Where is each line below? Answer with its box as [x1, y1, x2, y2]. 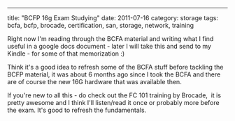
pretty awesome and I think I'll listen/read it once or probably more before [7, 99, 220, 106]
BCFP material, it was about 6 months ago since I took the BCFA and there [7, 70, 221, 79]
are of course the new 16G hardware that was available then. [7, 78, 182, 86]
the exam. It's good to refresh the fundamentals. [7, 106, 147, 114]
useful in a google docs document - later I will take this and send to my [7, 42, 212, 50]
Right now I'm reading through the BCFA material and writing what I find [7, 35, 214, 42]
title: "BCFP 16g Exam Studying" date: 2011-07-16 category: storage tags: [7, 14, 219, 22]
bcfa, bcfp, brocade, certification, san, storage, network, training [7, 22, 194, 29]
